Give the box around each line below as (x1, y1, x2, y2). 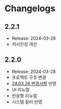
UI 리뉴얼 (11, 87, 30, 92)
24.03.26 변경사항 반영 (11, 80, 57, 86)
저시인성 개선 (11, 41, 37, 47)
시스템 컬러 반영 (11, 99, 42, 105)
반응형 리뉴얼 (11, 92, 37, 98)
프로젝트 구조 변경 (11, 74, 46, 80)
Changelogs (4, 3, 56, 14)
